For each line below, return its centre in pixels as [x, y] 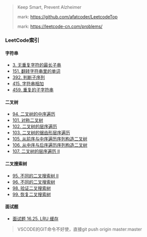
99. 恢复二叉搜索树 [32, 194]
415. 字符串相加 [28, 83]
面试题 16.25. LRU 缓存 [35, 219]
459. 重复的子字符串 [33, 90]
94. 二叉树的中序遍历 [34, 114]
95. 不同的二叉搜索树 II [35, 175]
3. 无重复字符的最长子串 [37, 65]
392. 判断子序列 [29, 78]
